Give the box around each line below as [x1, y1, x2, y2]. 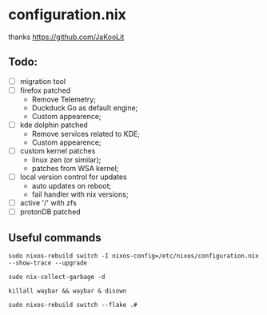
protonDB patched [19, 207, 82, 217]
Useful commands [8, 230, 102, 245]
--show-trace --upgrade [8, 259, 88, 267]
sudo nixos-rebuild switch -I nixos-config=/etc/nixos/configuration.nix [8, 252, 260, 260]
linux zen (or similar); [31, 155, 102, 165]
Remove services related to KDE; [31, 129, 140, 138]
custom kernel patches [19, 146, 96, 155]
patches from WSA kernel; [31, 164, 119, 173]
